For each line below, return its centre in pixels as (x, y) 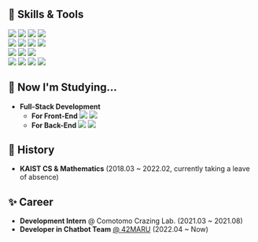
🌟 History (31, 150)
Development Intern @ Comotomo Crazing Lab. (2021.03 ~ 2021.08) (131, 221)
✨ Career (31, 202)
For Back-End (54, 125)
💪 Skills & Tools (46, 15)
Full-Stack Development (60, 106)
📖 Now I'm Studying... (63, 87)
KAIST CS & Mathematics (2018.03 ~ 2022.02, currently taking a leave (135, 169)
